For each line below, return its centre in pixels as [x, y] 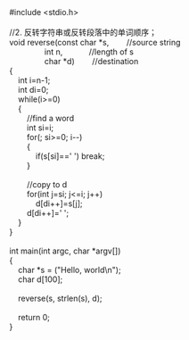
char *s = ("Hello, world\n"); [70, 270]
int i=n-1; [34, 80]
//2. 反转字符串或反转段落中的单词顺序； [83, 32]
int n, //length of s [89, 52]
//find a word [50, 118]
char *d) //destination [91, 61]
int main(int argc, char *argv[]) [65, 251]
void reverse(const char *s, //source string [95, 42]
